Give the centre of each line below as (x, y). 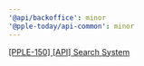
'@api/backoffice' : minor (57, 18)
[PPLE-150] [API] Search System (69, 52)
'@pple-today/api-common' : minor (72, 26)
